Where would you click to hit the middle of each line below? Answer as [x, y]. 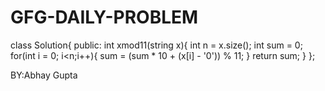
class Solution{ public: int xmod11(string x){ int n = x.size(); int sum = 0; [156, 45]
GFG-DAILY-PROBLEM [104, 17]
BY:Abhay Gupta [44, 75]
